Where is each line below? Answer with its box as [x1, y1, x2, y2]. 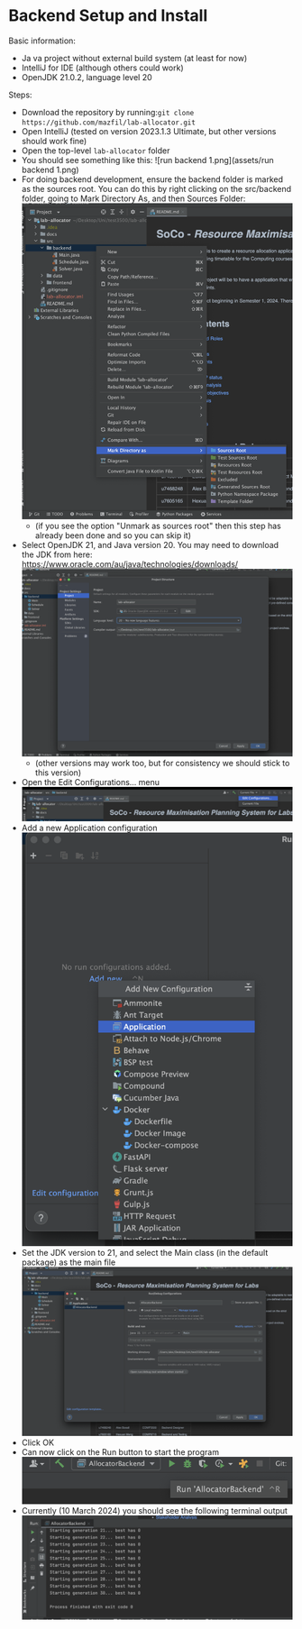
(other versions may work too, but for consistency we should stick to [34, 757, 290, 768]
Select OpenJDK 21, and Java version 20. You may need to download [21, 540, 279, 551]
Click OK [21, 1437, 55, 1448]
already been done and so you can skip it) [34, 530, 191, 541]
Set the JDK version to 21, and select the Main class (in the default [21, 1248, 269, 1258]
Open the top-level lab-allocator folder [21, 145, 170, 156]
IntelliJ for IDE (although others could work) [21, 62, 184, 73]
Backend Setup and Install [8, 5, 208, 26]
